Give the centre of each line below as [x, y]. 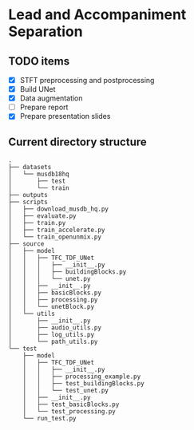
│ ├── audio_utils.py [55, 328]
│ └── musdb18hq [39, 174]
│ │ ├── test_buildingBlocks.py [84, 384]
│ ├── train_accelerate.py [57, 230]
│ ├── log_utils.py [51, 335]
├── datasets [30, 168]
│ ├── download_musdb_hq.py [59, 209]
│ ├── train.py [37, 223]
